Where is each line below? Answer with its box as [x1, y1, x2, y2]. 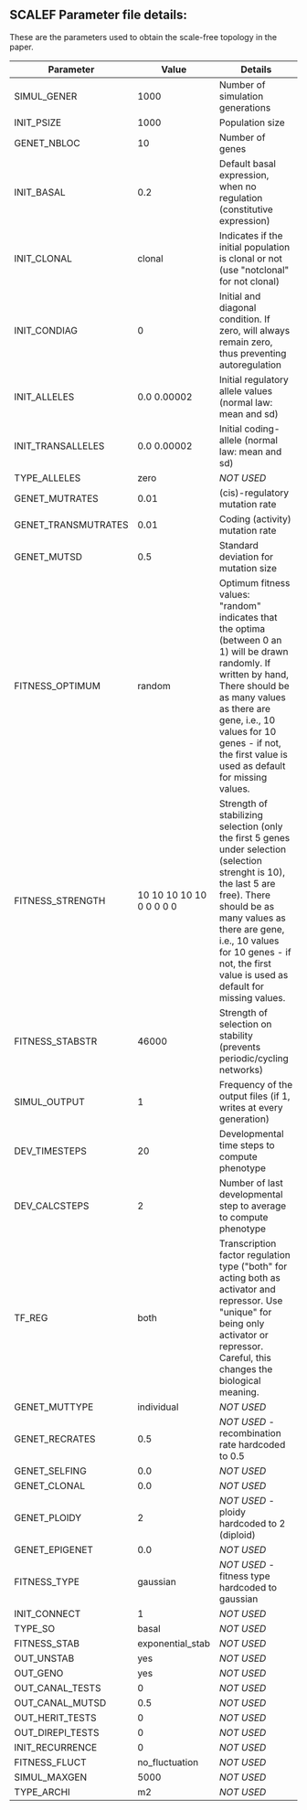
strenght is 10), [218, 866, 286, 878]
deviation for [218, 550, 274, 563]
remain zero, [218, 335, 273, 348]
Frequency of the [218, 1078, 293, 1091]
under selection [218, 843, 286, 856]
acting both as [218, 1271, 281, 1283]
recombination [218, 1426, 281, 1439]
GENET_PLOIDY [14, 1511, 82, 1524]
